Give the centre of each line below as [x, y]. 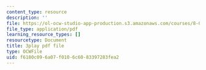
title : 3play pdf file [35, 46]
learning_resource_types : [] [44, 35]
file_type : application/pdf [42, 29]
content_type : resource [37, 12]
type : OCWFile [25, 52]
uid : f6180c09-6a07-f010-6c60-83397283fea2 [63, 57]
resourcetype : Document [37, 40]
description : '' [27, 18]
